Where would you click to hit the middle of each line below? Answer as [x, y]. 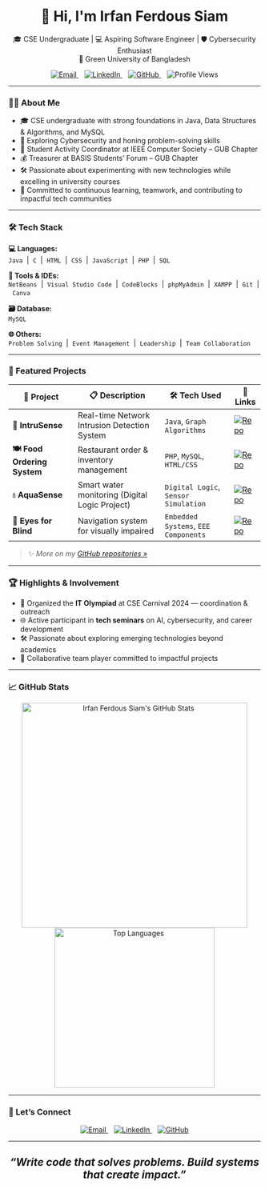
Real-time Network [114, 415]
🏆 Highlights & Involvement [64, 582]
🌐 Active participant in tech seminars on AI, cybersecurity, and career [136, 620]
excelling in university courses [70, 182]
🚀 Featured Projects [47, 371]
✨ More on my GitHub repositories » [88, 553]
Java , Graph [185, 421]
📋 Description [117, 395]
